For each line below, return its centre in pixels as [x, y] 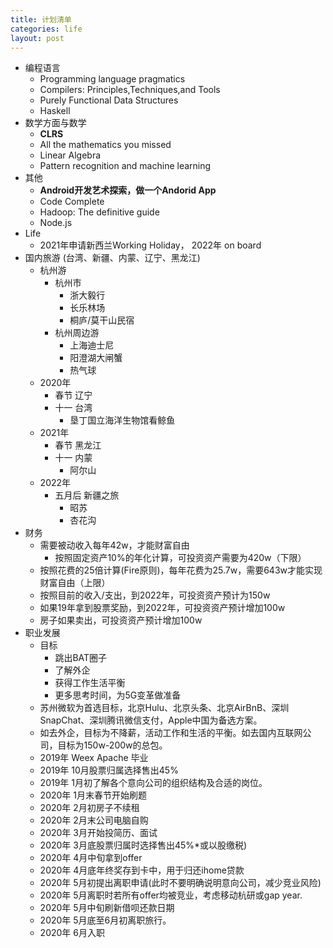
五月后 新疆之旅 [87, 495]
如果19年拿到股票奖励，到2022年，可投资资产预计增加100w [162, 608]
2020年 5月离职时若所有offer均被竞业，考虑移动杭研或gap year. [171, 895]
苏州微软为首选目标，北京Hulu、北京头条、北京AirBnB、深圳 [164, 708]
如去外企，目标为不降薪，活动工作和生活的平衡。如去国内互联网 [171, 733]
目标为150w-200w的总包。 [112, 745]
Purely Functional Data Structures [109, 100]
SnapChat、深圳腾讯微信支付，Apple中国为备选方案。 [151, 720]
